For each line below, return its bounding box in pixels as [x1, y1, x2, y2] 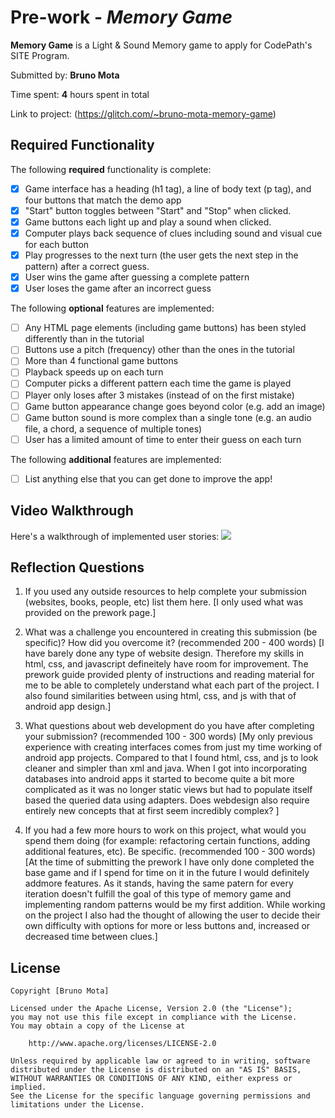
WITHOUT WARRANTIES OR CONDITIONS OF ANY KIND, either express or [10, 1074, 293, 1084]
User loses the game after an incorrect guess [24, 282, 212, 295]
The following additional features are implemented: [10, 453, 222, 465]
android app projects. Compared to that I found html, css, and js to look [24, 752, 319, 764]
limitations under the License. [10, 1100, 145, 1110]
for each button [24, 239, 90, 250]
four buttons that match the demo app [24, 194, 182, 206]
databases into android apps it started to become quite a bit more [24, 773, 295, 785]
